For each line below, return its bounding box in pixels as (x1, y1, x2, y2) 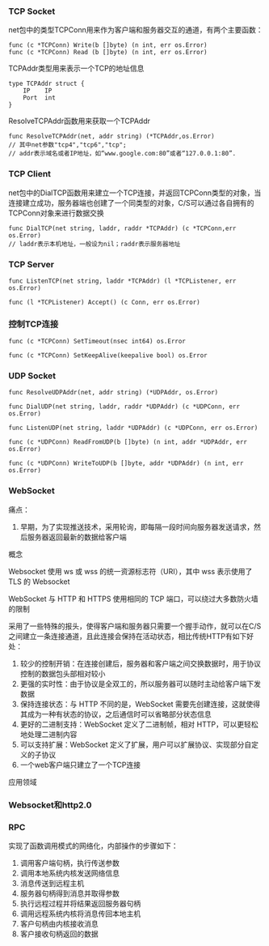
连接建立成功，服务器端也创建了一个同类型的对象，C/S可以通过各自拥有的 (8, 198, 254, 207)
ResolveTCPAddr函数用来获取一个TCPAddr (8, 116, 151, 126)
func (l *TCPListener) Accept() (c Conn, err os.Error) (8, 298, 200, 306)
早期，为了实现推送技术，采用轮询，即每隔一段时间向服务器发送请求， (19, 522, 254, 531)
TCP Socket (8, 6, 56, 17)
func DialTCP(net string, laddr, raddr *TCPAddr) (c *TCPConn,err (8, 224, 237, 232)
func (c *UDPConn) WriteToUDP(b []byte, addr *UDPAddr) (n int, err (8, 459, 244, 467)
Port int (23, 94, 57, 102)
